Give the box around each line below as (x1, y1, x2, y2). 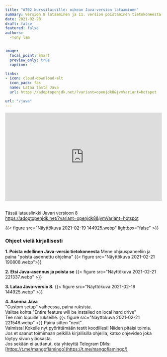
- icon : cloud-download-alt (5, 76, 64, 81)
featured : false (5, 26, 39, 31)
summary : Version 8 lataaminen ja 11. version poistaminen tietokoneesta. (5, 12, 164, 17)
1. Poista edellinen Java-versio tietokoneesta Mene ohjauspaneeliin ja (5, 249, 151, 255)
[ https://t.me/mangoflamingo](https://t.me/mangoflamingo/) (5, 346, 128, 352)
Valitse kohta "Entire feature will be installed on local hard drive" (5, 309, 137, 315)
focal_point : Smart (9, 53, 50, 58)
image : (5, 48, 19, 53)
